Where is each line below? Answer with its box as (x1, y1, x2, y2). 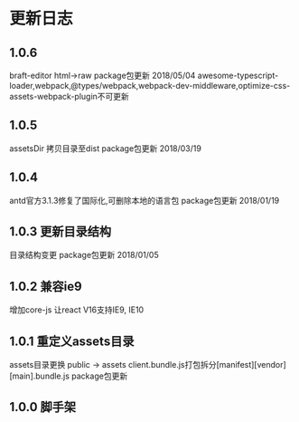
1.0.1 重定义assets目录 (9, 333, 135, 349)
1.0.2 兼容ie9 (9, 278, 83, 294)
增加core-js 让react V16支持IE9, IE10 (9, 304, 145, 315)
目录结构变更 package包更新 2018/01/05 (9, 250, 160, 261)
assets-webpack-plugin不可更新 (9, 91, 129, 101)
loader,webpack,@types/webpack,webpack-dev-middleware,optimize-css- (9, 81, 291, 91)
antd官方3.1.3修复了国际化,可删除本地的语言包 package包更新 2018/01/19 (9, 195, 280, 206)
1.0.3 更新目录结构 (9, 224, 112, 240)
